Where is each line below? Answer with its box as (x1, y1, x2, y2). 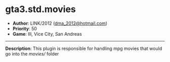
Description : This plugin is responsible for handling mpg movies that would (5, 45, 162, 51)
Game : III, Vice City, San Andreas (12, 31, 82, 37)
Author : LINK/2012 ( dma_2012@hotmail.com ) (12, 20, 108, 26)
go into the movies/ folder (5, 50, 59, 56)
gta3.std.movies (5, 4, 76, 15)
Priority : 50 (12, 25, 37, 31)
